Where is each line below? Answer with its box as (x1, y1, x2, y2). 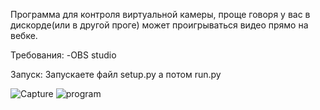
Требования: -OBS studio (10, 49, 117, 61)
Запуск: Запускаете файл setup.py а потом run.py (10, 69, 222, 80)
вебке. (10, 30, 38, 41)
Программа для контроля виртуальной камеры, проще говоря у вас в (10, 9, 311, 20)
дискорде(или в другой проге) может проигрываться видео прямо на (10, 19, 309, 31)
